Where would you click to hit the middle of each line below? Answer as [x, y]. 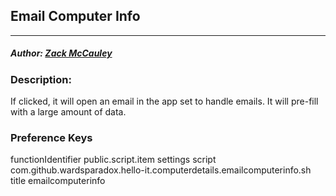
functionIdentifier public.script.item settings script [113, 160]
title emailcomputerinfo [58, 181]
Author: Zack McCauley [61, 53]
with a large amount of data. [68, 112]
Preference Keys [51, 138]
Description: [41, 79]
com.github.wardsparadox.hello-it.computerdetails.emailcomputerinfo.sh [161, 170]
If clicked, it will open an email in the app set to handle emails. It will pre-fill [164, 101]
